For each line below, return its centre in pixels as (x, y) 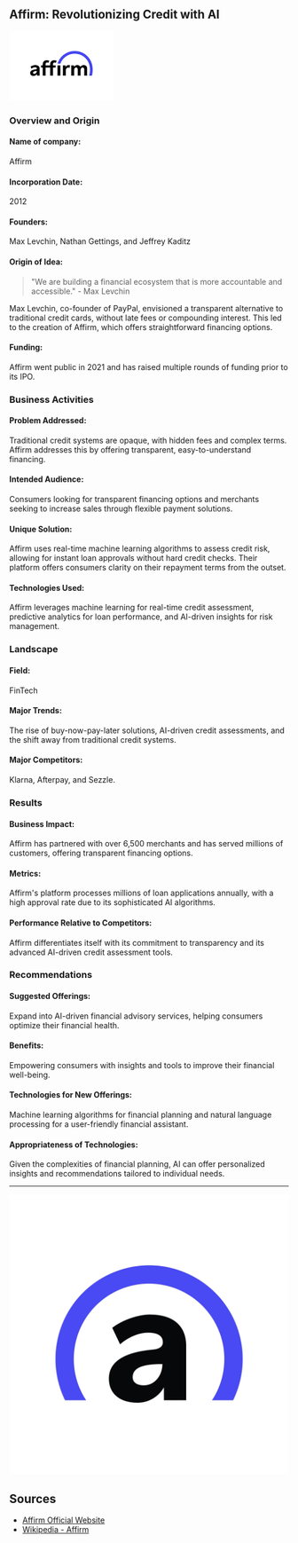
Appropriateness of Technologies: (74, 1145)
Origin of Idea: (36, 262)
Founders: (29, 222)
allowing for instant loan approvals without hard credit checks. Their (133, 558)
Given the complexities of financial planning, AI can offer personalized (137, 1164)
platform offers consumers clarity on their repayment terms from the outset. (148, 568)
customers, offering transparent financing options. (101, 853)
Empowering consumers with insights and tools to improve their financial (142, 1065)
